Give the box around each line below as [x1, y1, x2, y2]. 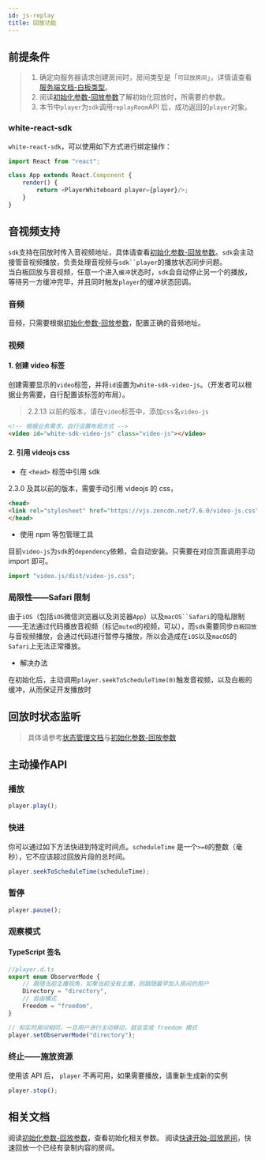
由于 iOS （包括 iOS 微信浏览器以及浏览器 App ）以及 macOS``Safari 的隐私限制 [8, 611, 245, 621]
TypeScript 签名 [8, 947, 62, 957]
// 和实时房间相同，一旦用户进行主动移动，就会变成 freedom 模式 [8, 1023, 198, 1032]
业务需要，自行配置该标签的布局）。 [14, 390, 129, 399]
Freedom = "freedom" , [22, 1002, 93, 1011]
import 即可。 [8, 556, 53, 565]
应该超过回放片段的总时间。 [39, 852, 129, 861]
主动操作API [8, 758, 68, 772]
